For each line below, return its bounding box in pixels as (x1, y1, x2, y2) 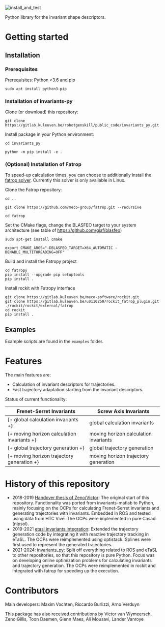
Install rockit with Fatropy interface (5, 285, 75, 291)
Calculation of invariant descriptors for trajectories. (12, 381, 116, 387)
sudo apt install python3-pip (5, 86, 67, 91)
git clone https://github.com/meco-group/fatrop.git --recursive (5, 205, 141, 210)
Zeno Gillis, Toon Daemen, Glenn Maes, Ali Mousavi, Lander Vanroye (5, 616, 144, 622)
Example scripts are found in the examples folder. (5, 339, 104, 345)
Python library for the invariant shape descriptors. (5, 14, 106, 20)
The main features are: (5, 372, 51, 378)
